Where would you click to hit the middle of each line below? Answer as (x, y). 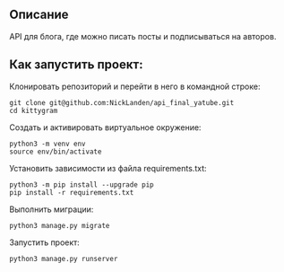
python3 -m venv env (48, 144)
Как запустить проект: (76, 65)
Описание (39, 15)
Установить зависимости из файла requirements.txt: (108, 168)
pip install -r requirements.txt (72, 192)
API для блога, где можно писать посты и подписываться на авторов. (143, 36)
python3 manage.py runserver (64, 259)
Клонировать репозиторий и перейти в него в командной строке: (135, 86)
